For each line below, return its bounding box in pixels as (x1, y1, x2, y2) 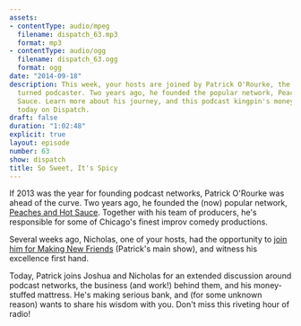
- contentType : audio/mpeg (9, 22, 110, 31)
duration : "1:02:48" (9, 122, 87, 131)
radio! (9, 309, 31, 320)
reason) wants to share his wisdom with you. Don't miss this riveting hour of (9, 299, 289, 310)
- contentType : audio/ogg (9, 47, 106, 56)
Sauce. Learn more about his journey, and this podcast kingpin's (17, 96, 271, 106)
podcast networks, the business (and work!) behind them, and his (9, 280, 253, 291)
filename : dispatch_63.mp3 (17, 30, 118, 39)
